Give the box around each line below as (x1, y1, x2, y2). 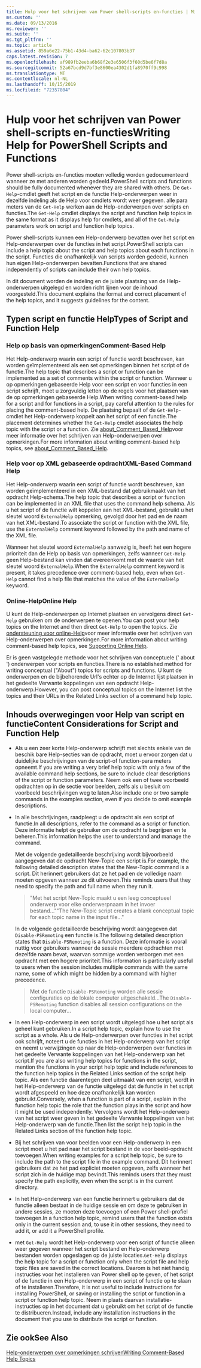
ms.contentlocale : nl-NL (6, 76, 68, 82)
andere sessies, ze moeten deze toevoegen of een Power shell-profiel (14, 1208, 188, 1215)
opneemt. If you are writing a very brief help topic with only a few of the (14, 763, 190, 771)
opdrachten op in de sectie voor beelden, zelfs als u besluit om (14, 783, 170, 790)
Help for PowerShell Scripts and (6, 139, 167, 152)
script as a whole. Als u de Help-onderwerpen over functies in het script (14, 1031, 193, 1039)
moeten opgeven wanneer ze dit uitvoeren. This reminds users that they (14, 876, 191, 884)
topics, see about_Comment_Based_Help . (6, 444, 109, 451)
